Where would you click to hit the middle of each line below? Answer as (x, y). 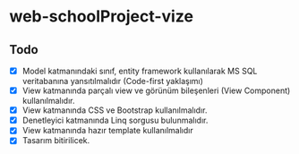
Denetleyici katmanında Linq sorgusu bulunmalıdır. (115, 120)
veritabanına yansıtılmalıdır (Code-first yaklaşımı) (113, 81)
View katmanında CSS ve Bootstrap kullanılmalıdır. (115, 110)
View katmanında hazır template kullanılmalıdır (108, 131)
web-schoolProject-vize (102, 17)
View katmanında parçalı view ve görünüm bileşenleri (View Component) (156, 90)
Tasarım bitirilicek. (56, 141)
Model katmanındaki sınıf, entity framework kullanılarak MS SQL (140, 71)
